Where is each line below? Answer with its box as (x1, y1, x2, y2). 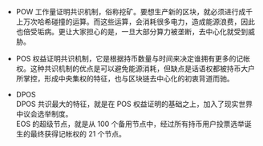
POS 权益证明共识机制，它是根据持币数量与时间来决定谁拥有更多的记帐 (15, 54, 251, 63)
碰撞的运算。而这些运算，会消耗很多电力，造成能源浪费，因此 (51, 17, 255, 26)
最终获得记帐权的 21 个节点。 (30, 129, 126, 138)
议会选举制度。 (22, 109, 73, 118)
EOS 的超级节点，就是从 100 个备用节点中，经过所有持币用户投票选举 (15, 119, 245, 128)
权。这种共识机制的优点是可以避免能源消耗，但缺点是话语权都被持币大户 (15, 64, 255, 73)
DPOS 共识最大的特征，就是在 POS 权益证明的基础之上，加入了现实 (15, 99, 239, 109)
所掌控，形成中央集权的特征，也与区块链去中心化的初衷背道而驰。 (15, 74, 234, 83)
